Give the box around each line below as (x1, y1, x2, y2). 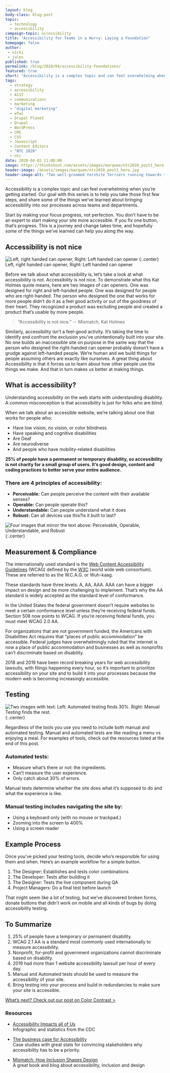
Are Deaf (12, 435, 32, 441)
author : (5, 45, 22, 50)
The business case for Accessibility (12, 1036, 87, 1043)
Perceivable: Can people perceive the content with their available (12, 491, 150, 497)
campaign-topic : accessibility (5, 31, 71, 36)
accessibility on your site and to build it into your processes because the (5, 670, 156, 676)
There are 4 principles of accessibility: (5, 479, 102, 486)
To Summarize (5, 920, 52, 929)
